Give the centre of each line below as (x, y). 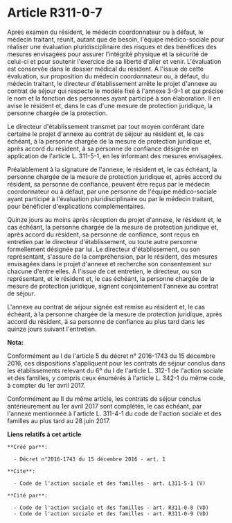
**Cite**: (21, 471)
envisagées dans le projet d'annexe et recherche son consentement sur (109, 264)
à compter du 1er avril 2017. (46, 385)
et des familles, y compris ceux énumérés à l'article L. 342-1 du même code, (116, 378)
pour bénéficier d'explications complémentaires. (76, 206)
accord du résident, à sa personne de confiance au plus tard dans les (106, 321)
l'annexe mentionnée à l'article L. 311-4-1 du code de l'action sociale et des (114, 413)
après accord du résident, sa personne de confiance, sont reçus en (103, 234)
